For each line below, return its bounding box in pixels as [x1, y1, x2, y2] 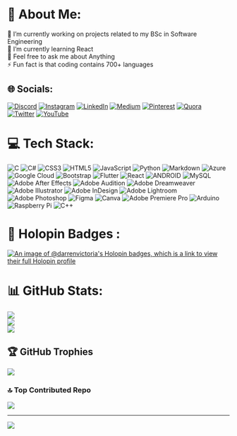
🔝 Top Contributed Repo [7, 385, 92, 395]
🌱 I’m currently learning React [7, 44, 94, 53]
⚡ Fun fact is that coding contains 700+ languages [7, 60, 154, 68]
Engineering [7, 37, 42, 45]
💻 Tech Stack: [7, 135, 95, 151]
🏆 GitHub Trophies [7, 346, 94, 358]
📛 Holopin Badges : [7, 226, 121, 242]
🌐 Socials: [7, 83, 54, 95]
